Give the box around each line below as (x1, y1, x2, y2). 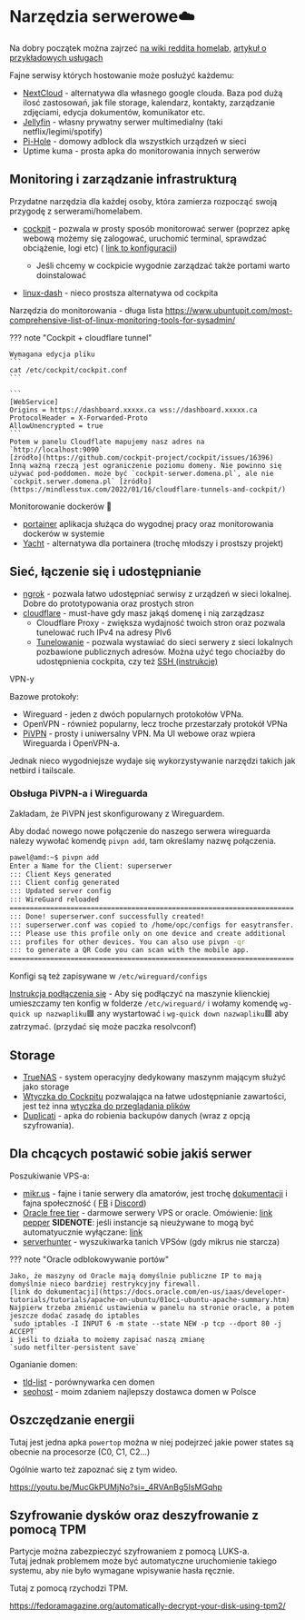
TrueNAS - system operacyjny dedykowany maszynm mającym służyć (22, 1072, 286, 1083)
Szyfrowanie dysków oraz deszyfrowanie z (9, 1508, 260, 1524)
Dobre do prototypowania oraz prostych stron (22, 598, 194, 609)
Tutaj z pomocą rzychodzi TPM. (9, 1583, 129, 1594)
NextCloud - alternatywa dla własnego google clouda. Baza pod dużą (22, 87, 283, 98)
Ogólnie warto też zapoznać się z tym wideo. (9, 1464, 179, 1475)
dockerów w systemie (22, 528, 105, 539)
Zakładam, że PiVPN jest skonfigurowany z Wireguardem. (9, 808, 225, 819)
